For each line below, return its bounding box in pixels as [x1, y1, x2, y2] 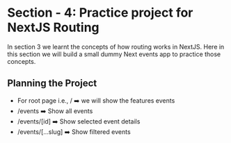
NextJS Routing [7, 19, 99, 35]
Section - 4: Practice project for [7, 5, 193, 21]
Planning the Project [7, 78, 97, 90]
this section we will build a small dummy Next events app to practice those [7, 50, 221, 58]
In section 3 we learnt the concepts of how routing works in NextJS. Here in [7, 42, 225, 51]
